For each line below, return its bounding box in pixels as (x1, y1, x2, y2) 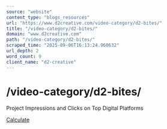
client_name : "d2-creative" (6, 59, 77, 65)
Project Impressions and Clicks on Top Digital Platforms (6, 104, 144, 112)
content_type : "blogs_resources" (6, 14, 90, 20)
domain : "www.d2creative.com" (6, 31, 82, 37)
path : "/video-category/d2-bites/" (6, 37, 96, 43)
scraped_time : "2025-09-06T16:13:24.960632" (6, 43, 120, 49)
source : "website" (6, 8, 52, 15)
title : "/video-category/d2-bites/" (6, 25, 98, 32)
